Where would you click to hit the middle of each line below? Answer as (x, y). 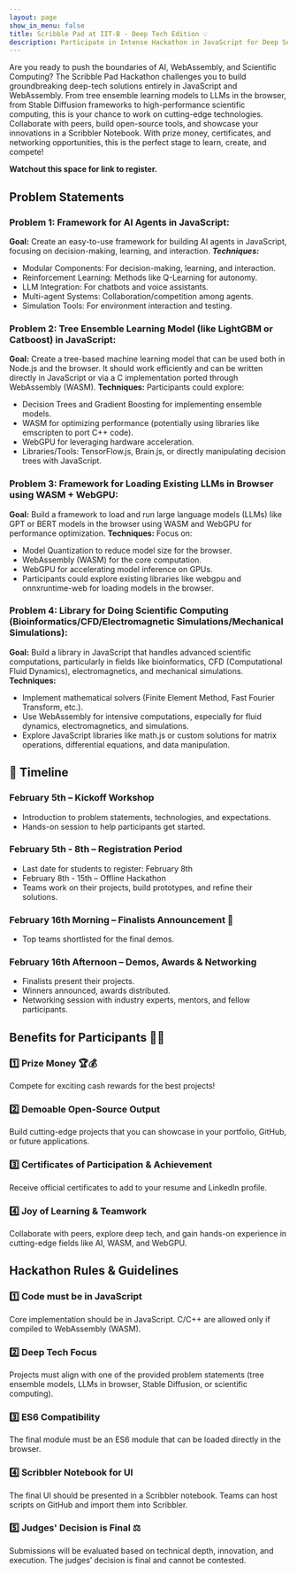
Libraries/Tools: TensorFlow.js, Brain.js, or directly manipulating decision (153, 452)
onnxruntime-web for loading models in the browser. (118, 588)
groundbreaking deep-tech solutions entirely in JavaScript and (123, 86)
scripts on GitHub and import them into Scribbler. (99, 1504)
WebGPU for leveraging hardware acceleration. (108, 442)
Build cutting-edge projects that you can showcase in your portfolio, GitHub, (148, 1132)
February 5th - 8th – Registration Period (96, 849)
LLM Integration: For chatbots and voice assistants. (115, 287)
